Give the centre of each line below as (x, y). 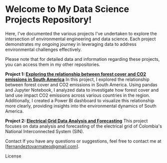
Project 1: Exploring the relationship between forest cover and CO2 (76, 74)
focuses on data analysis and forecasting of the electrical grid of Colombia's (83, 126)
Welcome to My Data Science (67, 9)
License (13, 156)
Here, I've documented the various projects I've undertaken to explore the (81, 33)
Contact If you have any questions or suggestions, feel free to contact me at (83, 141)
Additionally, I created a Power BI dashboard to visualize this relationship (80, 100)
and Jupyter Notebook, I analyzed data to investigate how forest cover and (82, 90)
